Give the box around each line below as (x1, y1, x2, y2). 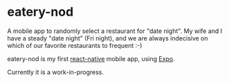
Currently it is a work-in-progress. (7, 68, 104, 76)
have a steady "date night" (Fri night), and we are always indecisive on (7, 34, 209, 42)
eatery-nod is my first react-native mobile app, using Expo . (7, 54, 175, 62)
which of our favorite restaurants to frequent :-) (7, 41, 143, 49)
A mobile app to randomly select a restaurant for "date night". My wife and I (7, 27, 223, 35)
